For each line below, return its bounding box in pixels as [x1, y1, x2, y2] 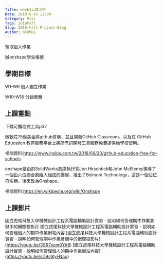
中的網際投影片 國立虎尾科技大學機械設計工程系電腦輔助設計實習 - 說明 [9, 224, 152, 229]
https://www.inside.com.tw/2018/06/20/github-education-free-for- [23, 150, 158, 156]
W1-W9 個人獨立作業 [5, 83, 47, 89]
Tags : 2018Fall [5, 20, 36, 26]
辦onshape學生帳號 [5, 54, 44, 60]
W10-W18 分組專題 [5, 94, 43, 100]
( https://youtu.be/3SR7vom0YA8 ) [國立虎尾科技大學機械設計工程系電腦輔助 [5, 242, 156, 248]
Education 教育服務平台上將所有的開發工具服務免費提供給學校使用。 [5, 140, 142, 146]
